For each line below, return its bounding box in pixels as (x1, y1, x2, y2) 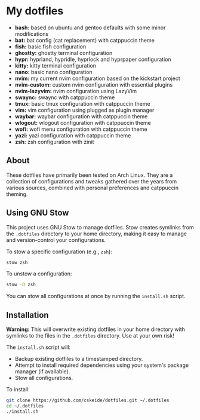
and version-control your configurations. (6, 236, 106, 243)
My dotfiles (6, 4, 64, 18)
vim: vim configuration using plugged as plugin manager (14, 106, 155, 114)
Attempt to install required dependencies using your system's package (14, 361, 189, 369)
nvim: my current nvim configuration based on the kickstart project (14, 75, 180, 82)
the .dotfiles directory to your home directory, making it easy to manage (6, 230, 187, 237)
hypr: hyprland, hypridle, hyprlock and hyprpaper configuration (14, 56, 171, 63)
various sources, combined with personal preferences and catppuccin (6, 184, 179, 191)
